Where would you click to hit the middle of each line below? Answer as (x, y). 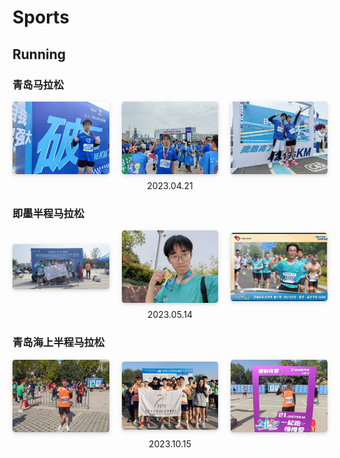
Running (39, 54)
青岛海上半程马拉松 (58, 343)
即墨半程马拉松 (48, 213)
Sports (41, 17)
